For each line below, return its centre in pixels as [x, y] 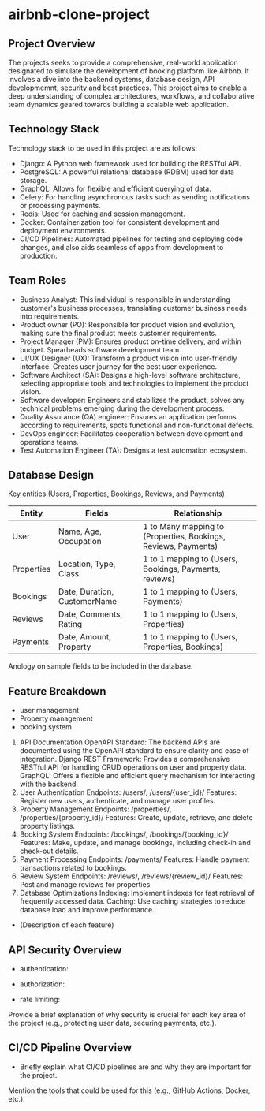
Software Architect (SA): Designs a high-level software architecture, [130, 375]
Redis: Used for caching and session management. [102, 214]
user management [49, 710]
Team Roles [37, 280]
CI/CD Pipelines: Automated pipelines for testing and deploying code [131, 239]
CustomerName [88, 602]
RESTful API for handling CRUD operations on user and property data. [133, 767]
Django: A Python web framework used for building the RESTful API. [131, 163]
